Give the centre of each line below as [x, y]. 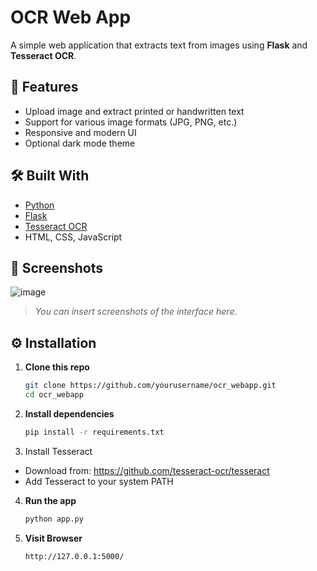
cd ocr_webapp [54, 395]
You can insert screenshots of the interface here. [136, 312]
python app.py [54, 519]
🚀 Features [44, 87]
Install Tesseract [58, 451]
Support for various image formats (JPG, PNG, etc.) [131, 122]
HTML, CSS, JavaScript [73, 237]
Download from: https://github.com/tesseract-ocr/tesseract [147, 470]
